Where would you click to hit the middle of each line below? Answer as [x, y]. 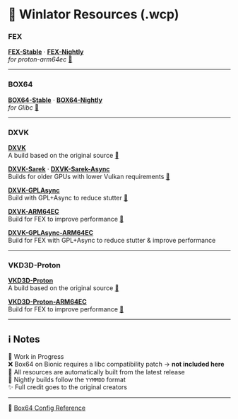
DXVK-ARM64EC [34, 212]
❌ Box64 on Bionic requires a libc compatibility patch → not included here [116, 365]
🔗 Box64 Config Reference [47, 408]
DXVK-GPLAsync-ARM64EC [51, 233]
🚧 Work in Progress [36, 357]
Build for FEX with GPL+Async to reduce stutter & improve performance [112, 241]
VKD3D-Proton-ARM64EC [47, 302]
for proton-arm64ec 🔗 [40, 59]
